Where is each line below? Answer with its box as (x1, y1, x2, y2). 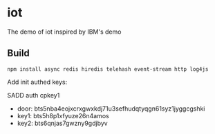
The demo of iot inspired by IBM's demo (7, 27, 122, 36)
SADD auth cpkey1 (7, 91, 60, 99)
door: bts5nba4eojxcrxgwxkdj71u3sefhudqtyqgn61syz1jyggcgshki (17, 104, 205, 113)
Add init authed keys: (7, 78, 68, 86)
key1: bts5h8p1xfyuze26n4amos (17, 111, 109, 120)
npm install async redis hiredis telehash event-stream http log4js (7, 65, 209, 73)
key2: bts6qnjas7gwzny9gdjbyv (17, 119, 109, 127)
